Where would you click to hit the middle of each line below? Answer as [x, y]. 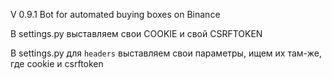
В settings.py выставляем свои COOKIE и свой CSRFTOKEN [136, 33]
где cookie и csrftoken [57, 63]
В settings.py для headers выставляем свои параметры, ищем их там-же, [166, 53]
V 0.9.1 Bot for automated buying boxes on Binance [115, 14]
